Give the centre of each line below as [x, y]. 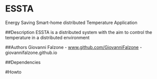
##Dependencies [23, 62]
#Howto [13, 72]
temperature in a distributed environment [47, 37]
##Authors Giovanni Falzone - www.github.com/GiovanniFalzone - [74, 47]
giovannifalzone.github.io [31, 52]
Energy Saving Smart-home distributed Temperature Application [71, 22]
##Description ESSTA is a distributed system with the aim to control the [79, 32]
